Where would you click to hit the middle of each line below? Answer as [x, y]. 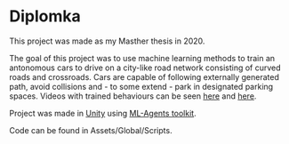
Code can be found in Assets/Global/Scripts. [91, 130]
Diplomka [45, 16]
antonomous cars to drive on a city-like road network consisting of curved [145, 68]
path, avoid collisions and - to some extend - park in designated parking [141, 86]
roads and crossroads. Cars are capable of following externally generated [144, 76]
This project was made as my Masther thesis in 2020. [107, 41]
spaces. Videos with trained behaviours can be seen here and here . [133, 96]
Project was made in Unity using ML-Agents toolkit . [103, 113]
